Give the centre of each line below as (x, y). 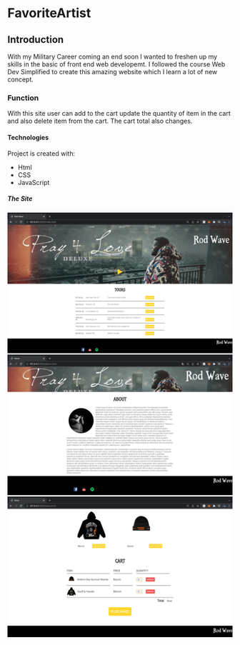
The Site (20, 199)
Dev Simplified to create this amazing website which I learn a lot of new (112, 72)
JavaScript (34, 182)
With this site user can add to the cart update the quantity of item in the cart (119, 114)
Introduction (36, 40)
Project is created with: (41, 153)
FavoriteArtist (49, 13)
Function (23, 98)
